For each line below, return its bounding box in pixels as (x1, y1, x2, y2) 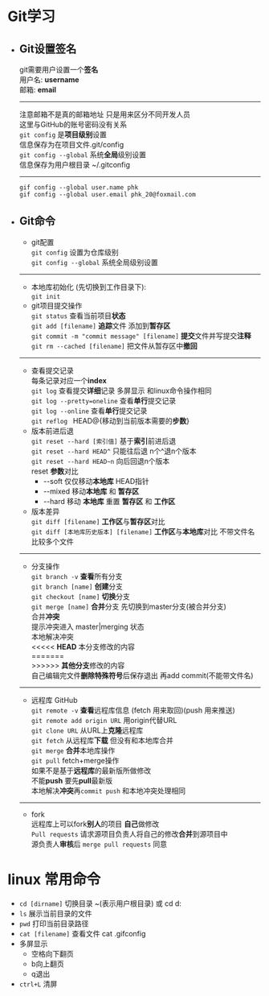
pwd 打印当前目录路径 (18, 919, 89, 928)
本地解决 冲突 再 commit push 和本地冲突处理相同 (31, 786, 186, 796)
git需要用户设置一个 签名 (18, 65, 99, 74)
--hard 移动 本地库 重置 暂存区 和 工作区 (43, 496, 176, 506)
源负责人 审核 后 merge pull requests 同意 (31, 839, 168, 849)
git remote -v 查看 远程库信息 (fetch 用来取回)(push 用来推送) (31, 705, 236, 715)
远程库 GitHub (31, 695, 78, 705)
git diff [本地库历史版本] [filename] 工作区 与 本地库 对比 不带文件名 (31, 527, 255, 536)
